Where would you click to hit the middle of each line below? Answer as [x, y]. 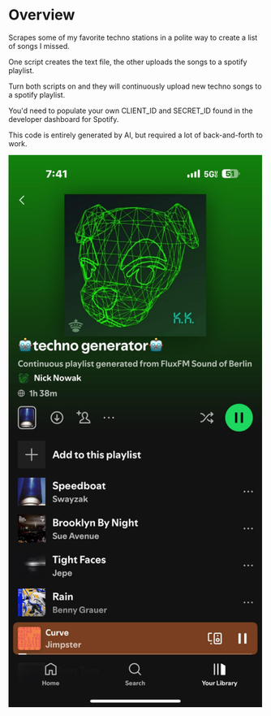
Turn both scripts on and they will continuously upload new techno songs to [135, 86]
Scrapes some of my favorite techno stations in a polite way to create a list [133, 37]
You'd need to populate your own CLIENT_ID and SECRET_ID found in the [131, 111]
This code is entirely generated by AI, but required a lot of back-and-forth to [136, 135]
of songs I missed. [39, 46]
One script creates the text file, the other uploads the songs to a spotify [128, 62]
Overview [42, 15]
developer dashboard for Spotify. [64, 119]
